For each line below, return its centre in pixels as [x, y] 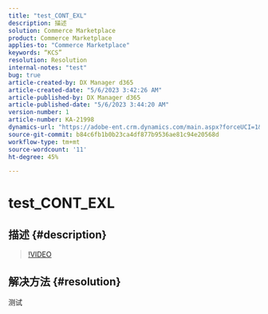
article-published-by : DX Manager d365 [75, 97]
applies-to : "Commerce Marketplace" [69, 46]
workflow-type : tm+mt [44, 142]
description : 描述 [37, 23]
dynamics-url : [32, 127]
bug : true [25, 75]
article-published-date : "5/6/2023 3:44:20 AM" [89, 105]
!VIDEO [39, 254]
